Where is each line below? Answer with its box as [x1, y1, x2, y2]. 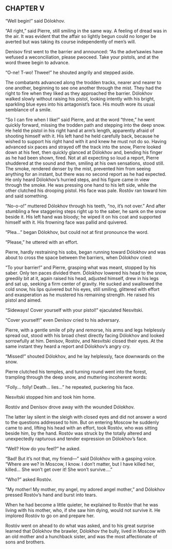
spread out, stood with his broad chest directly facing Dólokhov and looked [5, 332, 164, 338]
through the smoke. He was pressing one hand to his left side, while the [5, 182, 157, 188]
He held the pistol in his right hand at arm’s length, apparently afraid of [5, 127, 155, 133]
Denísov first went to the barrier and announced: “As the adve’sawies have [5, 48, 163, 54]
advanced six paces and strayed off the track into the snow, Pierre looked [5, 144, 161, 150]
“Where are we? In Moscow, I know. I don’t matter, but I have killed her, [5, 461, 155, 467]
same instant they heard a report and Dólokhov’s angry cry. [5, 343, 131, 349]
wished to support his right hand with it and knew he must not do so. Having [5, 138, 167, 144]
